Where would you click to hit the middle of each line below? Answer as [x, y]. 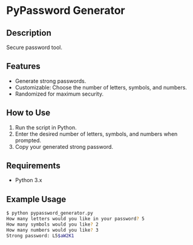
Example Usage [36, 199]
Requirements [33, 166]
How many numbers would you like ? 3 [52, 230]
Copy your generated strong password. [64, 146]
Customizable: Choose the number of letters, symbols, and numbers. [101, 87]
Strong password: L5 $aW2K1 [40, 236]
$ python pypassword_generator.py [50, 213]
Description [29, 33]
